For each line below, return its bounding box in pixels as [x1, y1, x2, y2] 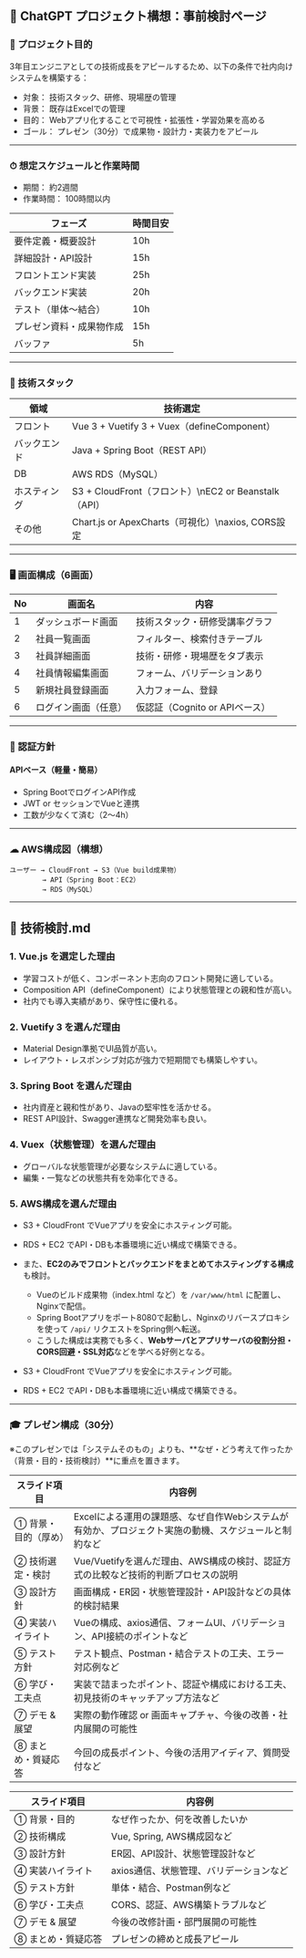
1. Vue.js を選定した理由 [9, 950, 116, 963]
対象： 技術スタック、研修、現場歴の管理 [22, 91, 177, 102]
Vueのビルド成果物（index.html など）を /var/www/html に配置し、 [36, 1289, 286, 1300]
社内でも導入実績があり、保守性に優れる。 [22, 995, 183, 1006]
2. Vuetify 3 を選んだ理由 [9, 1020, 121, 1033]
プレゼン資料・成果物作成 [14, 320, 125, 333]
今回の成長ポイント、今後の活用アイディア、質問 [73, 1746, 281, 1759]
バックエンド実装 [14, 285, 88, 298]
